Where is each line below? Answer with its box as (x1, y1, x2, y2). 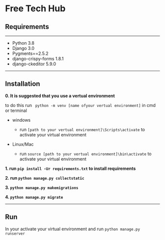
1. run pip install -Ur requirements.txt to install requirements (5, 165, 136, 171)
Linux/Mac (12, 141, 34, 147)
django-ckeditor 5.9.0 (12, 61, 56, 67)
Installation (5, 80, 40, 88)
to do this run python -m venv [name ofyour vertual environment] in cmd (5, 102, 156, 108)
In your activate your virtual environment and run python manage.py (5, 226, 140, 232)
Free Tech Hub (5, 3, 66, 14)
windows (12, 117, 31, 123)
